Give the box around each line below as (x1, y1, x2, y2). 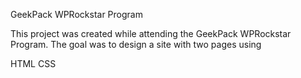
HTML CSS (10, 58, 57, 69)
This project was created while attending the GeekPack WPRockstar (10, 28, 292, 39)
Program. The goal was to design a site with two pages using (10, 39, 262, 50)
